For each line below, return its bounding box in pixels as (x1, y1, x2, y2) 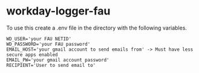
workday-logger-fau (6, 4, 111, 18)
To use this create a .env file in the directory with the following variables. (6, 24, 188, 31)
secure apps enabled (6, 51, 59, 58)
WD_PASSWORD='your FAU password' (6, 41, 91, 47)
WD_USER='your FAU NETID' (6, 36, 71, 42)
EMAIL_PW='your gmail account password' (6, 57, 110, 63)
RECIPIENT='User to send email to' (6, 62, 96, 68)
